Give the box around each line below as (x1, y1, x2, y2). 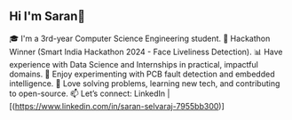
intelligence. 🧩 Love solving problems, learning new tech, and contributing (9, 77, 280, 89)
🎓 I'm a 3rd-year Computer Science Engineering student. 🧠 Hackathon (9, 33, 271, 44)
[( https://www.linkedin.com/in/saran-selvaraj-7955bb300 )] (9, 100, 225, 111)
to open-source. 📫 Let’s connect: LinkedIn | (9, 88, 170, 99)
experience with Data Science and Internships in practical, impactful (9, 59, 259, 69)
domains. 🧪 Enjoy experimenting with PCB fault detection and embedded (9, 68, 275, 79)
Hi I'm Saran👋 (9, 9, 86, 24)
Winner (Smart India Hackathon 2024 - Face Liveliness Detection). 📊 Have (9, 46, 283, 57)
